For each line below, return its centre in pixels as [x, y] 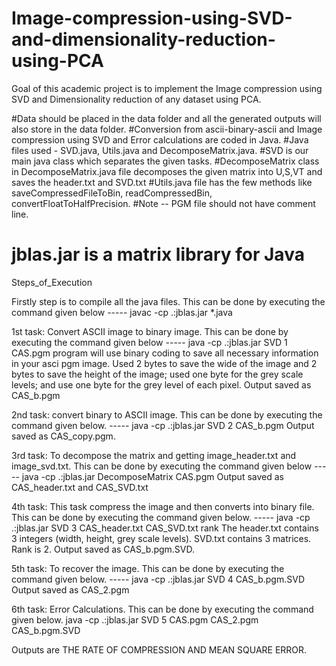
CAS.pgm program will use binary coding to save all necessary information [165, 353]
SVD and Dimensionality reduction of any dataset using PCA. [136, 99]
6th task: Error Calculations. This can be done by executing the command [162, 609]
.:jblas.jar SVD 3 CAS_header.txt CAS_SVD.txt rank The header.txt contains [165, 528]
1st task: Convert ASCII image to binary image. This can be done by [150, 331]
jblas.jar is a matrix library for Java [158, 254]
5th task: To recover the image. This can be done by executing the [148, 568]
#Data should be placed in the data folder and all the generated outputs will [166, 118]
